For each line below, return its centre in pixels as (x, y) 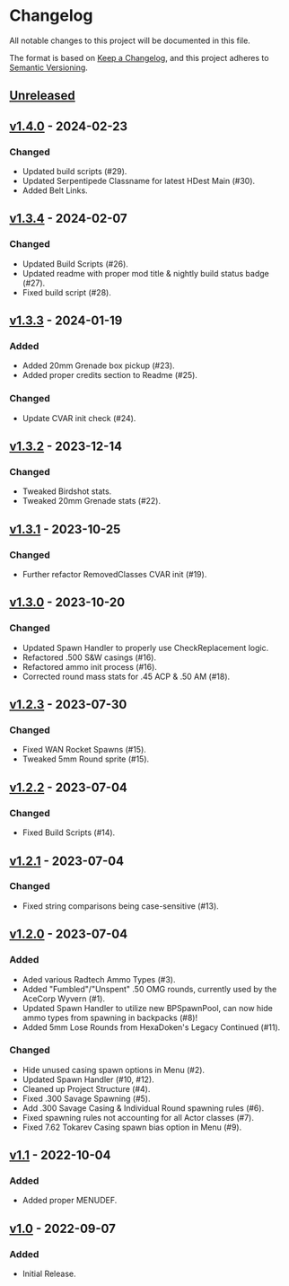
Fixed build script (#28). (67, 292)
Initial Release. (49, 1274)
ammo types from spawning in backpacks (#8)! (110, 1017)
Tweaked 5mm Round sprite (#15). (86, 759)
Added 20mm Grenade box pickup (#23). (98, 366)
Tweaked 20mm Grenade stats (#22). (92, 501)
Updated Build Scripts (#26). (75, 264)
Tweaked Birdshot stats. (67, 491)
